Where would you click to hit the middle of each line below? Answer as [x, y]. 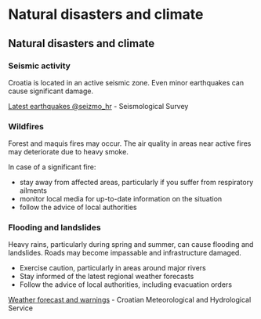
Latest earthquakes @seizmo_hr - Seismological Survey [98, 106]
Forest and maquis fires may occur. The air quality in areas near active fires [130, 143]
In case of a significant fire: [52, 167]
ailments [33, 190]
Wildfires [26, 126]
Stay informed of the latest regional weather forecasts [107, 277]
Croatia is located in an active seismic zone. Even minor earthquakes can [126, 82]
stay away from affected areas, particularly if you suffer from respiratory [136, 183]
